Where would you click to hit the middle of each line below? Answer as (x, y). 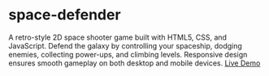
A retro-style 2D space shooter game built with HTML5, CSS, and (118, 37)
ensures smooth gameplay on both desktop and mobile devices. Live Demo (134, 63)
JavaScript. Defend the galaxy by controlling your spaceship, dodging (125, 45)
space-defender (65, 15)
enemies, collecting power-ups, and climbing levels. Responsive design (128, 54)
